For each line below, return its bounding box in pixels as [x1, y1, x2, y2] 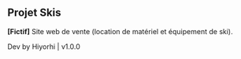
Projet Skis [7, 6, 61, 19]
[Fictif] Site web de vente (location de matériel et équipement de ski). [7, 26, 233, 36]
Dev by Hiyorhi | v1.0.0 [7, 42, 80, 51]
